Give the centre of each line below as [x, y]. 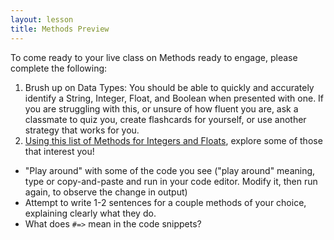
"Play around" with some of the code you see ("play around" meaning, [170, 170]
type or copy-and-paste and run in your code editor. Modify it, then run [171, 181]
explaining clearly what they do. [90, 213]
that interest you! [59, 151]
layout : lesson [42, 19]
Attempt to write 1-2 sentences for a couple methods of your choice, [165, 202]
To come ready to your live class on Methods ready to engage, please [154, 57]
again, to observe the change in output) [106, 192]
